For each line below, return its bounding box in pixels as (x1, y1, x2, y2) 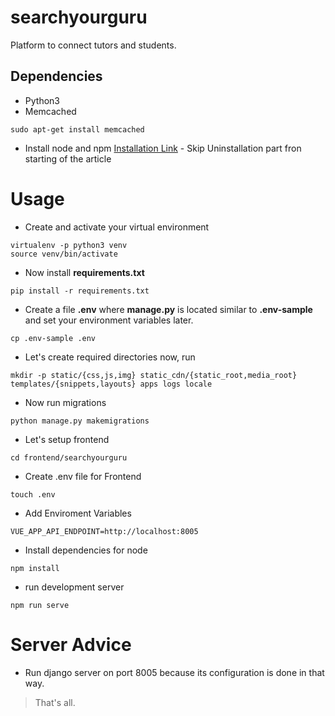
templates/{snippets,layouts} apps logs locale (10, 379, 213, 389)
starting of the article (24, 152, 112, 165)
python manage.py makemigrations (10, 416, 150, 426)
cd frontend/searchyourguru (10, 452, 128, 463)
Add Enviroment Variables (24, 507, 132, 519)
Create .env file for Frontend (24, 470, 142, 482)
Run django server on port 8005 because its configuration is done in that (24, 666, 325, 678)
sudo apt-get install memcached (10, 124, 145, 135)
